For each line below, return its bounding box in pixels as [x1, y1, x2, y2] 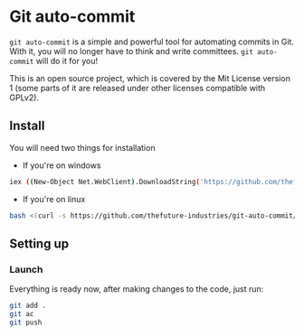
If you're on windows [22, 160, 101, 171]
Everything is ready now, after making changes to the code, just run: [9, 284, 264, 294]
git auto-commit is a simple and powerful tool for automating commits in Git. [9, 36, 294, 47]
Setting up [9, 236, 70, 251]
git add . [9, 301, 47, 311]
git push [9, 318, 43, 327]
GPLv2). [9, 92, 39, 103]
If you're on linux [22, 193, 86, 204]
